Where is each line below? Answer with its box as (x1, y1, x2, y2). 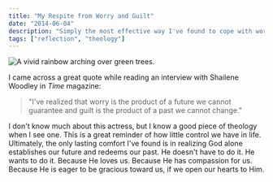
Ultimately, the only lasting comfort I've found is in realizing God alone (8, 139, 244, 149)
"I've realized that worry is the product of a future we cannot (28, 97, 232, 106)
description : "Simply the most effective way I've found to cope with (8, 27, 253, 35)
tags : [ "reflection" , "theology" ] (8, 34, 126, 43)
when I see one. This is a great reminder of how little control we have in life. (8, 130, 262, 140)
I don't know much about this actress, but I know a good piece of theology (8, 121, 258, 131)
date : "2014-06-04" (8, 19, 75, 28)
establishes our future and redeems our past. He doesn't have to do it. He (8, 147, 255, 157)
